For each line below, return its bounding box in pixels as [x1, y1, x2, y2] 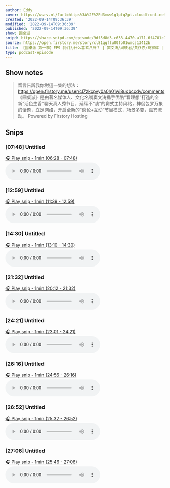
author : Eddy [5, 7, 33, 13]
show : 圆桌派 [5, 31, 30, 36]
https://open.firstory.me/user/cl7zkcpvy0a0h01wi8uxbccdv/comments [17, 88, 165, 94]
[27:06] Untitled [5, 447, 46, 454]
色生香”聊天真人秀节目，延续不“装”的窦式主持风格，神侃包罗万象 [28, 101, 163, 107]
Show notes [5, 68, 44, 77]
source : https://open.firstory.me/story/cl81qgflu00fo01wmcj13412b [5, 40, 151, 46]
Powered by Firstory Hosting [27, 113, 88, 119]
